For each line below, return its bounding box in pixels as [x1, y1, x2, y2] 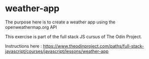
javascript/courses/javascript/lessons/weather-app [5, 48, 109, 54]
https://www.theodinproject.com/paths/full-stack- [43, 43, 144, 49]
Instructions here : [5, 43, 42, 49]
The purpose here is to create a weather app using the [5, 19, 116, 25]
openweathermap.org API [5, 24, 58, 30]
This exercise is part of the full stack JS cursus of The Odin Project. [5, 34, 142, 39]
